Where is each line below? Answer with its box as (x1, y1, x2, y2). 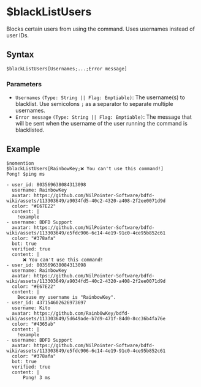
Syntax (6, 50, 34, 60)
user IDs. (6, 31, 29, 39)
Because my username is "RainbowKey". (17, 294, 116, 300)
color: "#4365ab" (12, 321, 56, 327)
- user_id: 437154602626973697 (6, 299, 86, 306)
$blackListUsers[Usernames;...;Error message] (6, 66, 127, 72)
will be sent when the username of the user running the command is (15, 120, 188, 127)
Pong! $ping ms (6, 171, 45, 177)
